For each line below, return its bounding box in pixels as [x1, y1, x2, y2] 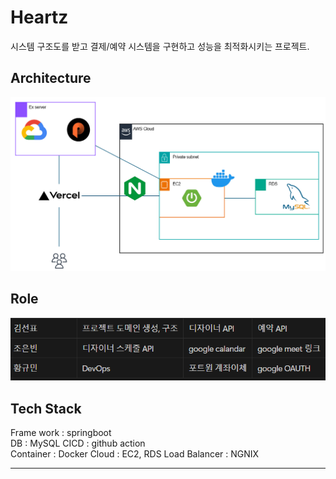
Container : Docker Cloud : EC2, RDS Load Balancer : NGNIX [10, 448, 260, 460]
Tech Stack [10, 400, 82, 417]
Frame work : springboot [10, 427, 112, 439]
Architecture [10, 70, 92, 87]
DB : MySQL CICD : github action [10, 437, 146, 450]
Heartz [10, 6, 69, 29]
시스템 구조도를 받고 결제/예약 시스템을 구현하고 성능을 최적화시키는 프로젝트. [10, 40, 310, 52]
